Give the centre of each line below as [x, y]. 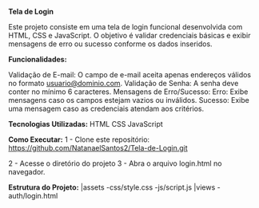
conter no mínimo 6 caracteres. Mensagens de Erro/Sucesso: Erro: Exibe [128, 92]
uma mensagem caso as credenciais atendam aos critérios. [106, 108]
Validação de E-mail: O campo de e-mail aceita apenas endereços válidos [130, 75]
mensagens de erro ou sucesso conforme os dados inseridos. [111, 44]
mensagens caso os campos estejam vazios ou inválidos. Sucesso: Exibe [129, 100]
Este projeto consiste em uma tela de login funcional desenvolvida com [126, 27]
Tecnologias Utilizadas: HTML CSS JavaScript [86, 124]
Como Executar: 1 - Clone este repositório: [79, 139]
